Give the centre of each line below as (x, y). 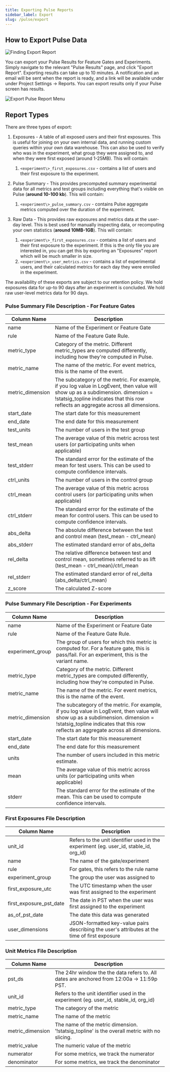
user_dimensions (28, 929)
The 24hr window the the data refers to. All (106, 973)
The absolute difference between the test (104, 530)
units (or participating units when (95, 776)
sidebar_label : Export (29, 15)
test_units (19, 430)
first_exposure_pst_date (36, 903)
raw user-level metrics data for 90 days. (47, 293)
